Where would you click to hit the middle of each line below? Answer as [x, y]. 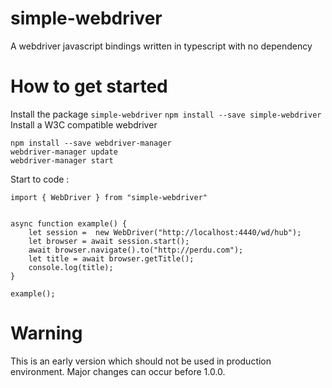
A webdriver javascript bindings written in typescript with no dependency [161, 46]
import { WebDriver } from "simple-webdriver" [109, 197]
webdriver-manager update [64, 152]
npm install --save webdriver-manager [91, 143]
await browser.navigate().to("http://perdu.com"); [136, 250]
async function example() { [69, 223]
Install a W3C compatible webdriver [84, 124]
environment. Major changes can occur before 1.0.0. [118, 371]
